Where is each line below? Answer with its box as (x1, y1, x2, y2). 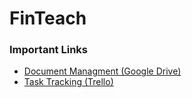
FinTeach (9, 7, 87, 30)
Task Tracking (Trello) (23, 76, 114, 88)
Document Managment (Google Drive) (23, 65, 182, 77)
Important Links (9, 43, 88, 57)
